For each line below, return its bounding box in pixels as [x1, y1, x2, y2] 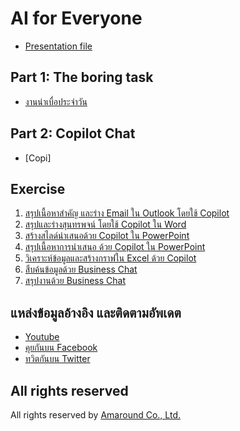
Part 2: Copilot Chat [10, 125, 136, 142]
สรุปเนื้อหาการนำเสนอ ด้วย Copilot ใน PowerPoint [24, 241, 206, 253]
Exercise [10, 180, 66, 197]
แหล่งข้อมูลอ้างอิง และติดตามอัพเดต [10, 304, 182, 321]
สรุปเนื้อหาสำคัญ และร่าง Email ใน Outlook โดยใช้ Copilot [24, 207, 230, 219]
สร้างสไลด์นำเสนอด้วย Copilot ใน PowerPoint [24, 230, 190, 242]
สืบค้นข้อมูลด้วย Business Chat [24, 263, 138, 276]
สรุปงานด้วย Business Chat [24, 275, 126, 287]
